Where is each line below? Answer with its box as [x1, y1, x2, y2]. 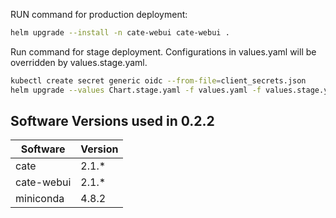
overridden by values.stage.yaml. [10, 56, 148, 68]
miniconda [15, 192, 65, 206]
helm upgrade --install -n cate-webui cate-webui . [10, 28, 230, 38]
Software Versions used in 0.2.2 [10, 113, 215, 130]
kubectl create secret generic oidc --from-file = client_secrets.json [10, 75, 307, 86]
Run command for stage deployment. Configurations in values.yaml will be [10, 45, 317, 58]
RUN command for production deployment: [10, 9, 188, 20]
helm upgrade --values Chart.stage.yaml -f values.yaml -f [10, 85, 262, 95]
